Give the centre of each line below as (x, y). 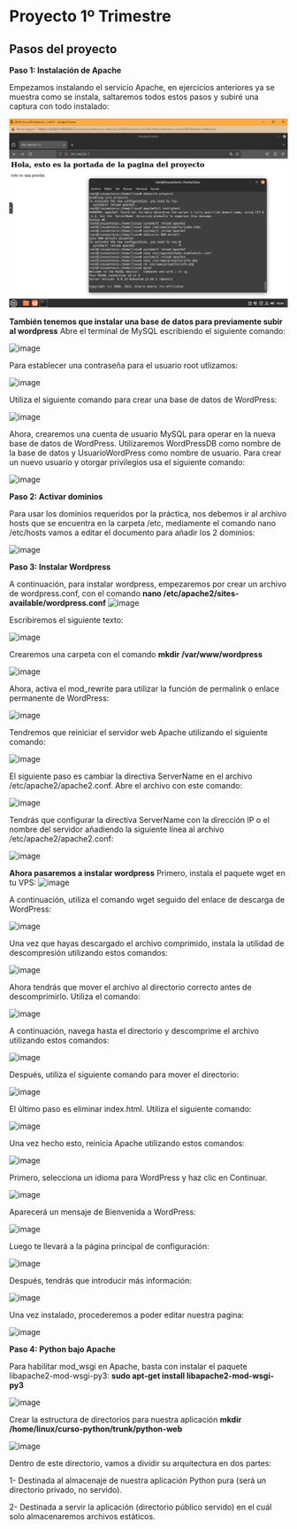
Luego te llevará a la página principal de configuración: (109, 1246)
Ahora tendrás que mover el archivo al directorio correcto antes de (130, 987)
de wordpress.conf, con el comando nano (85, 594)
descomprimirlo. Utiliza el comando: (75, 997)
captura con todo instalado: (59, 106)
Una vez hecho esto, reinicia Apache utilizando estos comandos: (127, 1144)
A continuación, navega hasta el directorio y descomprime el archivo (134, 1031)
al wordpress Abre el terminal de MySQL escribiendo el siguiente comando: (147, 331)
